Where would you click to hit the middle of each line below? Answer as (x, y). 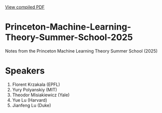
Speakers (25, 71)
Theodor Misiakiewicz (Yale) (41, 95)
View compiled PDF (25, 7)
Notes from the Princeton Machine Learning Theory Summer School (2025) (81, 51)
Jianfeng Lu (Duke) (32, 105)
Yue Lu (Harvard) (30, 100)
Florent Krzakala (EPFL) (36, 84)
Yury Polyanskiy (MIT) (35, 89)
